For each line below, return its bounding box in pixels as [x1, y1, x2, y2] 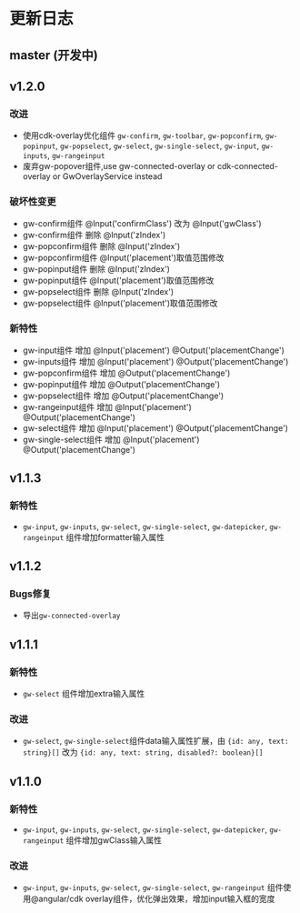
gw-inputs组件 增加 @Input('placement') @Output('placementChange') [22, 356, 289, 366]
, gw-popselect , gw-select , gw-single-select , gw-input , [55, 140, 260, 151]
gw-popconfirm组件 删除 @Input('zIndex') [22, 240, 181, 251]
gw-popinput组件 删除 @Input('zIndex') [22, 263, 171, 274]
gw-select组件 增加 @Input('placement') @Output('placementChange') [22, 422, 289, 433]
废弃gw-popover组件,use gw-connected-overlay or [22, 161, 215, 172]
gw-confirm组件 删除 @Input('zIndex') [22, 229, 166, 240]
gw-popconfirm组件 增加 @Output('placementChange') [22, 367, 231, 378]
